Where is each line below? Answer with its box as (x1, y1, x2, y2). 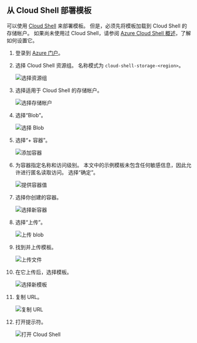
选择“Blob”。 (15, 111, 46, 118)
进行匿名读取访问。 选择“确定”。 (20, 169, 99, 176)
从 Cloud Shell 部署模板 (6, 5, 92, 16)
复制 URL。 (15, 293, 43, 300)
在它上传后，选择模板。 (15, 269, 72, 276)
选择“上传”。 (15, 219, 46, 226)
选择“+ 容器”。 (15, 137, 51, 144)
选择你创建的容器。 (15, 193, 62, 201)
